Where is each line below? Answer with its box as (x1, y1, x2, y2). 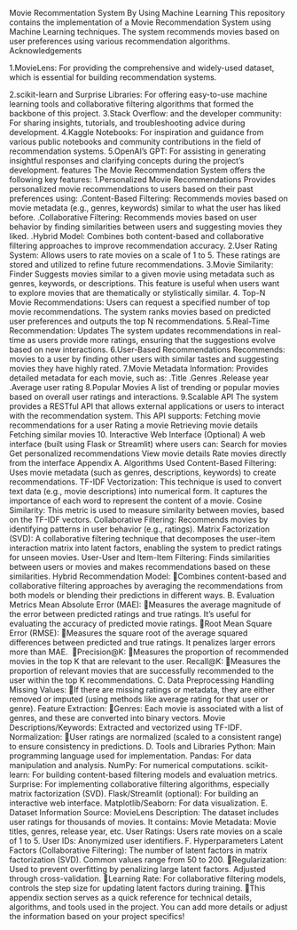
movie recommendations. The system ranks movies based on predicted (9, 307, 271, 317)
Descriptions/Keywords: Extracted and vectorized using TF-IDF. (9, 722, 242, 733)
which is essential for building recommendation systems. (9, 72, 217, 83)
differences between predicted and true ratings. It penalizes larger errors (9, 637, 276, 647)
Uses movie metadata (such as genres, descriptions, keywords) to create (9, 467, 277, 477)
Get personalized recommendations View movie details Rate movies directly (9, 448, 286, 459)
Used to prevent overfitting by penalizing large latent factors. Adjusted (9, 864, 266, 874)
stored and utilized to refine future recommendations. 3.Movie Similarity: (9, 260, 274, 269)
